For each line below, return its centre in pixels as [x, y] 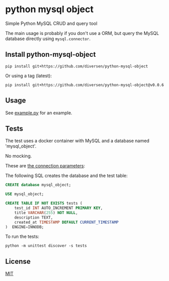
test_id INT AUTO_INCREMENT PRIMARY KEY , [58, 208]
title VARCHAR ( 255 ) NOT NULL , [46, 213]
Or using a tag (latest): [29, 76]
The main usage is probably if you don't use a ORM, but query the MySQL [82, 33]
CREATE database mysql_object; [38, 185]
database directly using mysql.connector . [48, 39]
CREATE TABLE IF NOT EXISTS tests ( [44, 203]
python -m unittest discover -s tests [46, 246]
